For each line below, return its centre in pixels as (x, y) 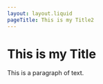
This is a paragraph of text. (46, 73)
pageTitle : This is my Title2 (51, 20)
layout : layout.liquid (40, 13)
